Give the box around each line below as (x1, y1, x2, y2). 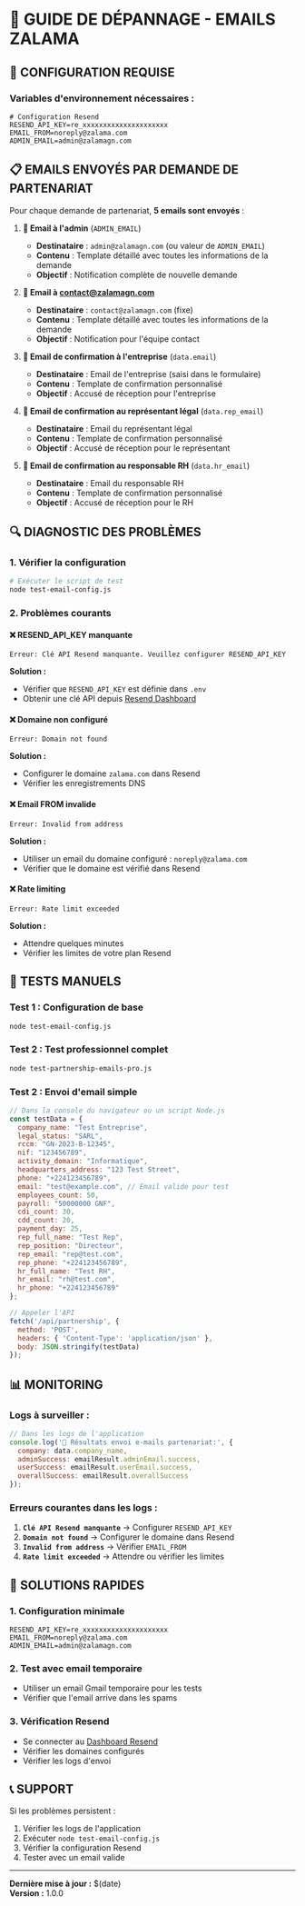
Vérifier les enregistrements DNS (22, 778, 146, 789)
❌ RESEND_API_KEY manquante (9, 629, 133, 640)
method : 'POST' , (17, 1325, 79, 1334)
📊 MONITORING (9, 1377, 103, 1392)
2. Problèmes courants (9, 607, 112, 620)
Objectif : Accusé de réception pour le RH (35, 496, 193, 508)
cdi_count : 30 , (17, 1207, 75, 1217)
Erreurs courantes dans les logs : (9, 1502, 158, 1513)
